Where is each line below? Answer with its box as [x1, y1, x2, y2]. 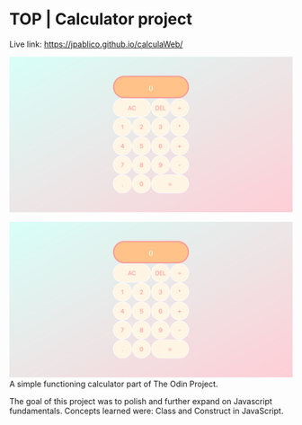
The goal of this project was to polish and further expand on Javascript [9, 396, 272, 407]
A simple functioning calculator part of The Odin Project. [9, 378, 218, 390]
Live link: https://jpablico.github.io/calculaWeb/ [9, 39, 183, 49]
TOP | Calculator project [9, 9, 193, 30]
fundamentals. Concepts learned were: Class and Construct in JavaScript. [9, 405, 284, 417]
